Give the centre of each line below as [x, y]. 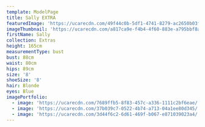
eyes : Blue [20, 92]
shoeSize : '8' [24, 80]
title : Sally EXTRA [31, 18]
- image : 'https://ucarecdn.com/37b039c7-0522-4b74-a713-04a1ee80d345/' [106, 108]
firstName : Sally [28, 35]
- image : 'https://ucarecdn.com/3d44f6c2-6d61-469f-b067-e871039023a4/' [106, 114]
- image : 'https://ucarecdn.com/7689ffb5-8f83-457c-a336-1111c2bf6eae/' [106, 103]
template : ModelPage [33, 12]
